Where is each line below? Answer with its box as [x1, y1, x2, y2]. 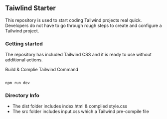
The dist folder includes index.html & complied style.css [12, 103, 128, 109]
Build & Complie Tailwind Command [5, 67, 79, 73]
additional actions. [5, 57, 43, 63]
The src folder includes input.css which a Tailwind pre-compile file [12, 109, 150, 115]
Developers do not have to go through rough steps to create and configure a [5, 22, 162, 28]
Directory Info [5, 92, 40, 99]
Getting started [5, 40, 43, 47]
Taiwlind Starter [5, 4, 56, 12]
